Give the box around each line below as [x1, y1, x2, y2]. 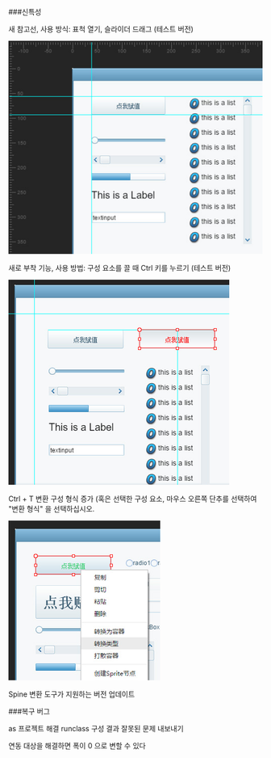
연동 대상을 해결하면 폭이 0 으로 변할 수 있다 [8, 740, 147, 750]
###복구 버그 [8, 706, 51, 716]
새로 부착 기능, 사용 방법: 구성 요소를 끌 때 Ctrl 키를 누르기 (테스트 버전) [8, 263, 231, 272]
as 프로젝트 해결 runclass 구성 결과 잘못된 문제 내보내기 [8, 723, 184, 733]
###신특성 [8, 7, 42, 16]
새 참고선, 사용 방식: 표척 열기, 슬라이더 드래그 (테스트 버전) [8, 24, 194, 34]
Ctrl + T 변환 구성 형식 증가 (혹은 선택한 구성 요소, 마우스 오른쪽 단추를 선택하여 [8, 494, 257, 503]
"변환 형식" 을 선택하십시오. [8, 503, 95, 513]
